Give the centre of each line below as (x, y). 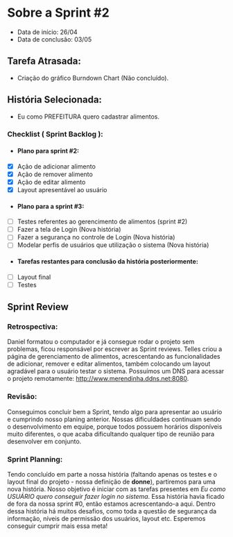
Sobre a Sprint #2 (58, 13)
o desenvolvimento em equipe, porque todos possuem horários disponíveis (115, 426)
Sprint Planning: (35, 459)
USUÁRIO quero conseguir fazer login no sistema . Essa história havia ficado (116, 496)
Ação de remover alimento (55, 174)
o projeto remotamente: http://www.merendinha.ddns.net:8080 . (98, 379)
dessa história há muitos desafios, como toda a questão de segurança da (112, 511)
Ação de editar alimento (51, 182)
